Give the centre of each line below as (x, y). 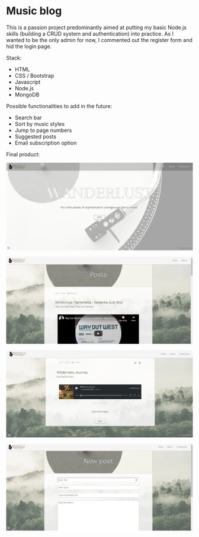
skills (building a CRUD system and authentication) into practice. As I (90, 33)
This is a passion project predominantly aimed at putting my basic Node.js (97, 27)
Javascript (28, 82)
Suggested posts (36, 136)
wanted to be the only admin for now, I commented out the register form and (99, 40)
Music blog (34, 11)
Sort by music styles (40, 124)
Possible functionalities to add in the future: (59, 106)
